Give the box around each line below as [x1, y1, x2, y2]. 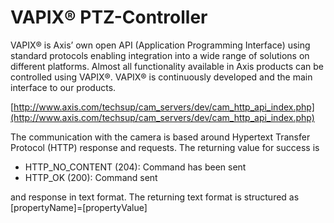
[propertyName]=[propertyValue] [10, 201, 148, 213]
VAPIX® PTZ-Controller [10, 6, 208, 29]
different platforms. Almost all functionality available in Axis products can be [10, 60, 324, 72]
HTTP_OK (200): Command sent [24, 171, 158, 183]
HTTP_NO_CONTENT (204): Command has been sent [24, 161, 247, 173]
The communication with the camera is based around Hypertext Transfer [10, 131, 311, 143]
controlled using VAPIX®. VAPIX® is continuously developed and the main [10, 71, 313, 83]
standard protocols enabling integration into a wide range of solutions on [10, 49, 310, 61]
